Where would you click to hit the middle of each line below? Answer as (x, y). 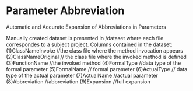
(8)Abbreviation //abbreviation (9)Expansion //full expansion (78, 81)
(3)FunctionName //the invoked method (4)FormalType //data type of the (94, 63)
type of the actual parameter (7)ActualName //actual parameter (82, 75)
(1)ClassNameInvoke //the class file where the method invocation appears (95, 50)
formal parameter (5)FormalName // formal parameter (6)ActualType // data (97, 69)
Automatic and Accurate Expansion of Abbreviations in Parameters (86, 27)
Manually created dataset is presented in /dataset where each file (85, 38)
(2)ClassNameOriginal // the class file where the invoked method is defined (96, 57)
